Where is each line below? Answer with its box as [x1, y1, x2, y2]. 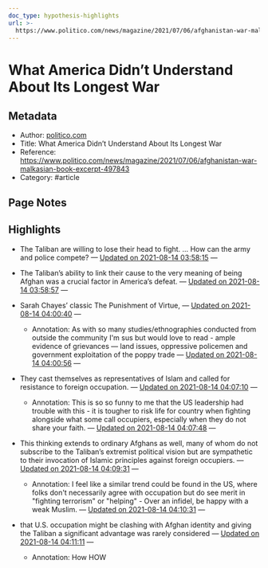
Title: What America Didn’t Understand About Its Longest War [19, 139, 223, 148]
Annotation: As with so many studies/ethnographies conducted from [31, 324, 257, 334]
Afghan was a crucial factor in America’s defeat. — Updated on [19, 276, 227, 286]
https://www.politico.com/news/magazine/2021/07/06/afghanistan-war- [19, 156, 258, 166]
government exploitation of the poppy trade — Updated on [31, 350, 225, 359]
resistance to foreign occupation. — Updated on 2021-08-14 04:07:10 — [19, 382, 258, 391]
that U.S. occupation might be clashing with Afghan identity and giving [19, 519, 252, 530]
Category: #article [19, 173, 80, 182]
